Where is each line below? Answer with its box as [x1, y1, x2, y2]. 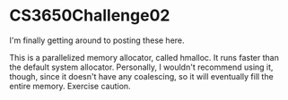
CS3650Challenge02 [9, 5, 170, 26]
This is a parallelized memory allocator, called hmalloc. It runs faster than [9, 52, 280, 62]
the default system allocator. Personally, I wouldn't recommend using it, [9, 62, 274, 72]
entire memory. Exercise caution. [9, 80, 132, 91]
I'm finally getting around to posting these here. [9, 35, 186, 46]
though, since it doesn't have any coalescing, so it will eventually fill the [9, 71, 274, 81]
